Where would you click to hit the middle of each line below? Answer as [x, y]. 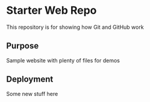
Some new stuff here [32, 94]
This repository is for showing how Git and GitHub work [75, 27]
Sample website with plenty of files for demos [63, 60]
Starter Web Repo [52, 10]
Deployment [30, 79]
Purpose [23, 46]
